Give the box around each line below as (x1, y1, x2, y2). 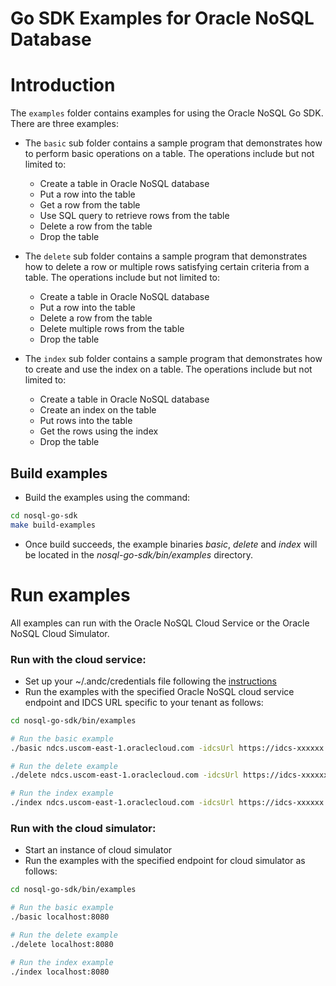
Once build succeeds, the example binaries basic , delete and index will (24, 538, 318, 550)
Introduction (10, 74, 116, 97)
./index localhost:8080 (10, 967, 110, 977)
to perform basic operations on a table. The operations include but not (24, 148, 315, 160)
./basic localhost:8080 (10, 912, 110, 922)
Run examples (10, 583, 131, 606)
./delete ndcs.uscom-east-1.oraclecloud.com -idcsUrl (10, 770, 240, 781)
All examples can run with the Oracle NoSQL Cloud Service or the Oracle (10, 617, 310, 629)
